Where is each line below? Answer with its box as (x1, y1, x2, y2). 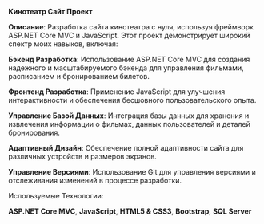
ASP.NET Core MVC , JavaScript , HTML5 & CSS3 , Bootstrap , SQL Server (8, 206, 252, 216)
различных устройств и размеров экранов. (8, 151, 158, 161)
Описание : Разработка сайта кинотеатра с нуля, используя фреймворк (8, 22, 254, 31)
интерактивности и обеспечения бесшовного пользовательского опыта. (8, 96, 257, 104)
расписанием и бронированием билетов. (8, 72, 150, 81)
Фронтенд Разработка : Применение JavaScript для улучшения (8, 87, 226, 96)
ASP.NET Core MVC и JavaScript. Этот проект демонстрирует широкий (8, 31, 250, 40)
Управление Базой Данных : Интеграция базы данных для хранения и (8, 111, 250, 120)
